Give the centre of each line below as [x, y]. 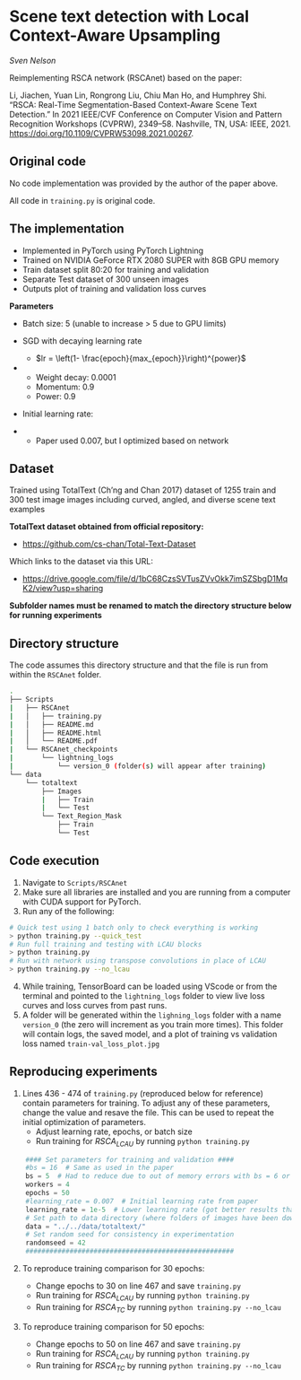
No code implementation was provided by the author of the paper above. [144, 183]
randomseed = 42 [56, 1243]
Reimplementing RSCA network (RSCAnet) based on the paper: [126, 77]
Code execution [55, 861]
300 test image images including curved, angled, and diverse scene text [142, 500]
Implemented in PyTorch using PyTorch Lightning [113, 250]
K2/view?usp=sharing [63, 589]
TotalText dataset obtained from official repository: [107, 527]
